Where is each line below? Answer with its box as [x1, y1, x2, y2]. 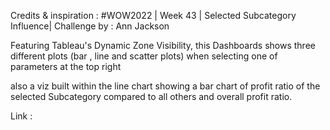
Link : [10, 110, 33, 122]
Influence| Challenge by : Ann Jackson [10, 20, 170, 32]
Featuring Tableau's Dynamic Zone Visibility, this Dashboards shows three [10, 40, 316, 51]
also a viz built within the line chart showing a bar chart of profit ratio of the [10, 80, 321, 92]
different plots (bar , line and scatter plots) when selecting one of [10, 50, 278, 62]
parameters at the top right [10, 61, 122, 72]
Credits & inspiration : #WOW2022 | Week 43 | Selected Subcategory [10, 10, 297, 21]
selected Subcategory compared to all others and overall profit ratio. [10, 91, 293, 102]
